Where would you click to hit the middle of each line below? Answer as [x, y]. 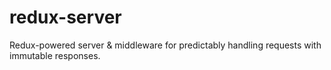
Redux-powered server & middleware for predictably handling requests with [165, 45]
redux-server [65, 17]
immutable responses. [55, 55]
